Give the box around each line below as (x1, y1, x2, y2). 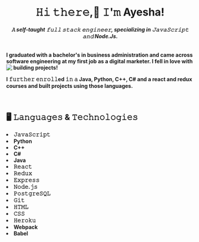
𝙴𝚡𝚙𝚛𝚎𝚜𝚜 (14, 176, 40, 184)
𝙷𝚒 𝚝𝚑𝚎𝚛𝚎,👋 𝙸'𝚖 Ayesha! (35, 5, 165, 19)
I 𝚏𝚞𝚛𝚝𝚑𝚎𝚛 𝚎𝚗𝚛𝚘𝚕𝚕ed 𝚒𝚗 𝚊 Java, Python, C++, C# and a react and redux (6, 76, 192, 83)
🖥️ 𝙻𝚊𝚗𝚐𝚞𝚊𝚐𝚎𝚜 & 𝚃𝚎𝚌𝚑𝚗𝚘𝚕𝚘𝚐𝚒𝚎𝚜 (6, 112, 138, 122)
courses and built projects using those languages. (6, 82, 133, 90)
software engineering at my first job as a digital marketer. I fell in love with (6, 58, 193, 65)
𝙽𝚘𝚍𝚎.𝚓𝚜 (14, 183, 38, 191)
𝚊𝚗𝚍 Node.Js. (82, 32, 118, 39)
